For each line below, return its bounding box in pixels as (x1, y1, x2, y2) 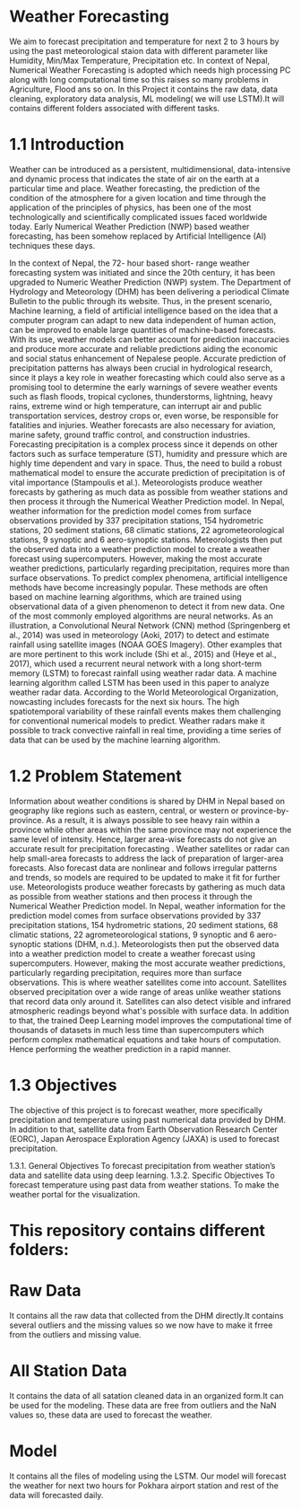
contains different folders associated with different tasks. (9, 102, 220, 113)
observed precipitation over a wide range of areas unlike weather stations (9, 986, 282, 997)
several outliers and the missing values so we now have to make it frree (9, 1320, 273, 1330)
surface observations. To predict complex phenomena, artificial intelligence (9, 572, 288, 583)
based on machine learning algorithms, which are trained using (9, 591, 242, 602)
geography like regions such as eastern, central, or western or (9, 805, 239, 816)
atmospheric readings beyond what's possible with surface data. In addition (9, 1005, 289, 1016)
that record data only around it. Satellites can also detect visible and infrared (9, 996, 291, 1006)
